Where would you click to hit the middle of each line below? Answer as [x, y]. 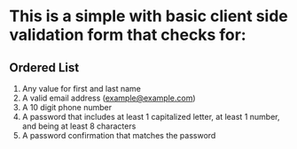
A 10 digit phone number [67, 107]
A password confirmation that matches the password [119, 135]
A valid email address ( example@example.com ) [109, 98]
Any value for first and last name [82, 89]
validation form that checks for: [128, 35]
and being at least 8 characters [79, 126]
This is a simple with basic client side [148, 16]
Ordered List [44, 67]
